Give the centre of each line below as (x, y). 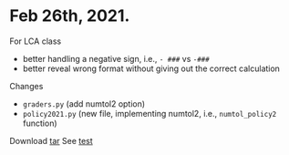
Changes (26, 86)
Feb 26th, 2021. (70, 16)
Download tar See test (51, 140)
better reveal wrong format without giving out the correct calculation (151, 68)
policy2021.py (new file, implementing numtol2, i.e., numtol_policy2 (150, 113)
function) (40, 123)
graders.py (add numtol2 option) (84, 103)
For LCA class (36, 41)
